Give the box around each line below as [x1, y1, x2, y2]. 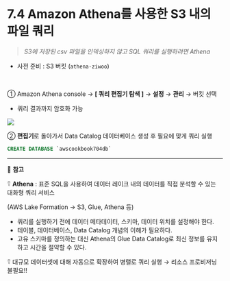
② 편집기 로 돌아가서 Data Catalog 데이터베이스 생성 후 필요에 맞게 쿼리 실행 [7, 132, 213, 140]
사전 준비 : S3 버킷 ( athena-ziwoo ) [16, 62, 110, 70]
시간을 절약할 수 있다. [29, 243, 87, 251]
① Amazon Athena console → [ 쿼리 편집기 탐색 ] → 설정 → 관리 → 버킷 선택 [7, 90, 217, 98]
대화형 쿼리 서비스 [7, 188, 55, 196]
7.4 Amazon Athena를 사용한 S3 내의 [7, 6, 212, 22]
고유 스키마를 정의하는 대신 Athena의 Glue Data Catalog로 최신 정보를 [16, 234, 205, 243]
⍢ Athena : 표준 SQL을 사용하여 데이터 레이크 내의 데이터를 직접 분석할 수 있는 [7, 180, 217, 188]
